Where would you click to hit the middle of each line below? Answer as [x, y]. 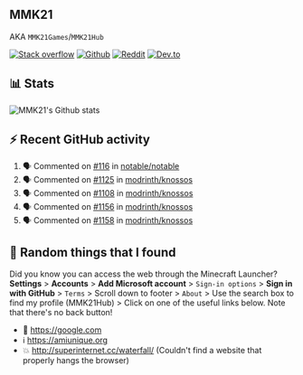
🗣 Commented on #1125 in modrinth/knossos [107, 180]
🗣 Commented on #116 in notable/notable [101, 166]
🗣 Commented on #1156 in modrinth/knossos [108, 207]
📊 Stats [32, 84]
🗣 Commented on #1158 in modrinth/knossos [108, 220]
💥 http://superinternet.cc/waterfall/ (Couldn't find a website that [142, 351]
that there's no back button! [61, 313]
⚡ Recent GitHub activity [80, 140]
